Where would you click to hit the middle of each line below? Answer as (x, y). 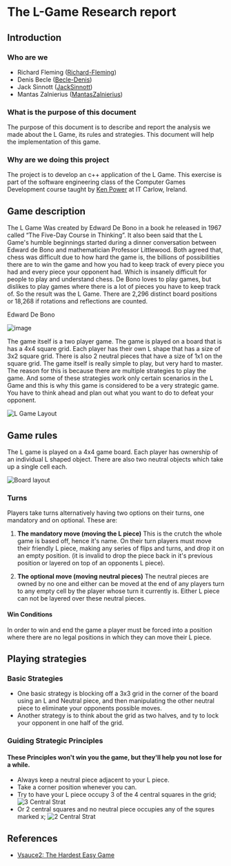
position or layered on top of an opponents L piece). (91, 563)
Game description (47, 211)
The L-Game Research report (92, 12)
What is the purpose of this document (72, 112)
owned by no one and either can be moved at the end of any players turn (121, 584)
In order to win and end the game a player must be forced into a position (110, 630)
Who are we (28, 57)
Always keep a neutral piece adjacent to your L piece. (93, 780)
